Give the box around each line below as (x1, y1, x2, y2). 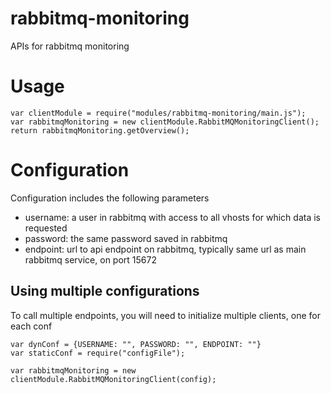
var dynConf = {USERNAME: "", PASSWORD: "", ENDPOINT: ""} (10, 339, 262, 349)
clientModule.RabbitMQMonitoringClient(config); (10, 374, 217, 384)
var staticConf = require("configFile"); (10, 348, 186, 358)
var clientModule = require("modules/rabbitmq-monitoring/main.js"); (10, 108, 307, 118)
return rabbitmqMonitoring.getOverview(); (10, 125, 190, 136)
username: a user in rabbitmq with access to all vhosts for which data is (24, 211, 321, 223)
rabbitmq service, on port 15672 (24, 253, 157, 266)
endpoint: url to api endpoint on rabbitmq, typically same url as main (24, 243, 307, 255)
